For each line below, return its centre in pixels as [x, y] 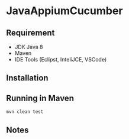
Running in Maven [40, 98]
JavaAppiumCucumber [64, 11]
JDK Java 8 [29, 47]
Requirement [30, 33]
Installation [27, 78]
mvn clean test [25, 112]
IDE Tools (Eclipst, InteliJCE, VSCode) [61, 59]
